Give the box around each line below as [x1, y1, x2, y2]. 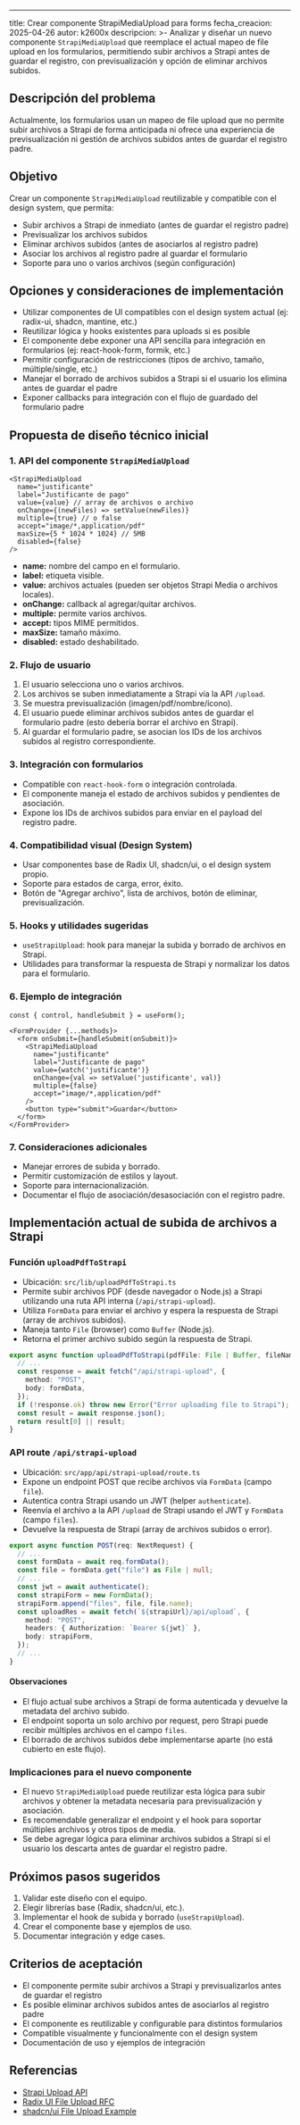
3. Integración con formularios [9, 758, 144, 771]
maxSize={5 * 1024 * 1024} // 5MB [17, 529, 146, 538]
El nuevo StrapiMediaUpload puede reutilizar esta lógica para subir [21, 1787, 266, 1797]
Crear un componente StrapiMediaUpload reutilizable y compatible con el [9, 193, 277, 204]
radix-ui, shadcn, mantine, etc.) [21, 316, 138, 327]
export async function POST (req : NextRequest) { [9, 1541, 194, 1550]
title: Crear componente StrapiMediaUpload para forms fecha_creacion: [9, 18, 272, 28]
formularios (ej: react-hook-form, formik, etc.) [21, 345, 191, 355]
